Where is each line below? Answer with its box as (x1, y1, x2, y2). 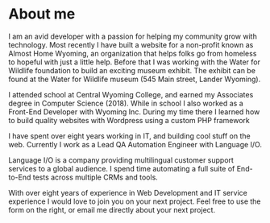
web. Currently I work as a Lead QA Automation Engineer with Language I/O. (8, 139, 262, 149)
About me (8, 5, 76, 23)
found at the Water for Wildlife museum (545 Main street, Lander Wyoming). (8, 74, 261, 84)
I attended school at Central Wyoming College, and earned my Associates (8, 89, 254, 99)
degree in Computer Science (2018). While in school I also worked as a (8, 98, 243, 108)
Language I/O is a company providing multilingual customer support (8, 155, 234, 165)
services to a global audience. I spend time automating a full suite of (8, 163, 235, 173)
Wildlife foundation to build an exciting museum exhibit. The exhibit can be (8, 65, 256, 75)
